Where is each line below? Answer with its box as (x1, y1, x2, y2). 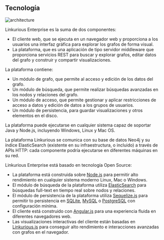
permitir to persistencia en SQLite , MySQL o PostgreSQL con (12, 198, 136, 204)
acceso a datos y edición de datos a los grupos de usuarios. (12, 102, 134, 108)
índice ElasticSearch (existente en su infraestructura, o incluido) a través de (5, 142, 158, 148)
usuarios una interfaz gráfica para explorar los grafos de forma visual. (12, 41, 154, 47)
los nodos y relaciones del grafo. (12, 91, 79, 97)
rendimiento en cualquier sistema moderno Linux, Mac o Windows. (12, 177, 148, 182)
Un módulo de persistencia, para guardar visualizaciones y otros (12, 107, 143, 113)
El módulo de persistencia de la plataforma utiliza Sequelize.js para (12, 192, 148, 198)
